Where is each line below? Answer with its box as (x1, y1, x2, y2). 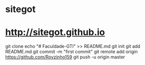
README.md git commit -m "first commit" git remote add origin (5, 49, 138, 55)
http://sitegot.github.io (5, 27, 105, 38)
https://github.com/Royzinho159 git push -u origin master (5, 54, 126, 60)
